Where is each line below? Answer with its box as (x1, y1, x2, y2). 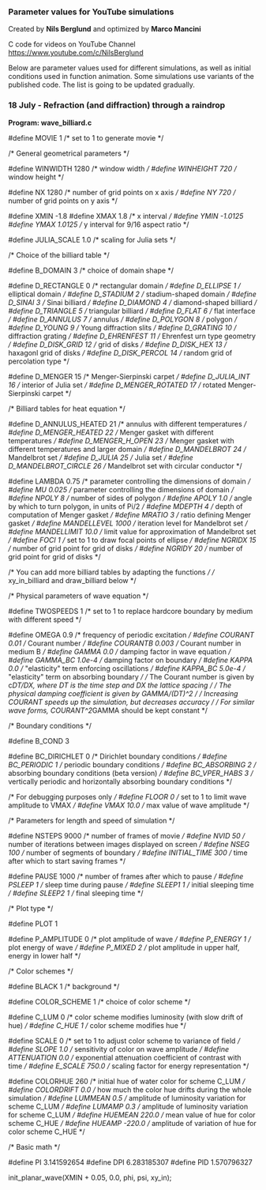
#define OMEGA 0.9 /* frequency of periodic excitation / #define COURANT (8, 630, 255, 639)
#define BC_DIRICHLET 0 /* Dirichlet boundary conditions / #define (8, 751, 227, 761)
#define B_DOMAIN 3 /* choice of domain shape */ (8, 265, 174, 275)
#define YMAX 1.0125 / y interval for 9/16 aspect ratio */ (8, 220, 189, 229)
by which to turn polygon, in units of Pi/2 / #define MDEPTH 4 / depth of (8, 501, 243, 511)
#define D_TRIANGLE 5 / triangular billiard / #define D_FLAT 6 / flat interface (8, 306, 256, 315)
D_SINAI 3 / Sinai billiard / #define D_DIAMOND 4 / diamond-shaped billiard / (8, 297, 257, 307)
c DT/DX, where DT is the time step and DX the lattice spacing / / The (8, 680, 232, 690)
